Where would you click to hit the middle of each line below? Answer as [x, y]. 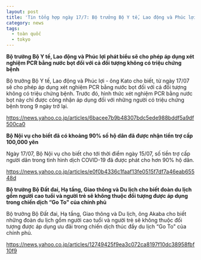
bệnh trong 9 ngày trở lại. [37, 106]
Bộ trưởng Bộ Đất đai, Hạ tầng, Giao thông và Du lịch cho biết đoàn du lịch [99, 189]
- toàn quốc [27, 34]
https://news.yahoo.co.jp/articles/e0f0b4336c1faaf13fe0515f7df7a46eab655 [100, 172]
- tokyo [21, 39]
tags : [13, 28]
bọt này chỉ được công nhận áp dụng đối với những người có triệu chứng [95, 100]
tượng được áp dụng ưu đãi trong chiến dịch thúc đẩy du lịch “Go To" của [96, 227]
